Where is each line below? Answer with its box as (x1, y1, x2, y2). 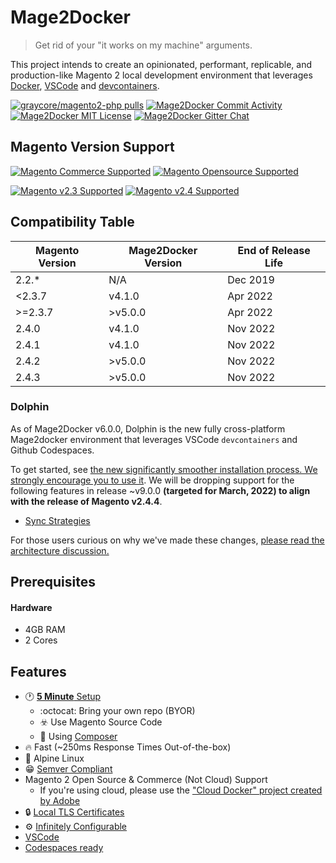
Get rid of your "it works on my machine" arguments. (34, 39, 253, 51)
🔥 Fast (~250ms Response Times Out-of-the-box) (24, 741, 232, 753)
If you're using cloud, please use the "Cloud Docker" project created (39, 784, 323, 796)
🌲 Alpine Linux (24, 752, 85, 765)
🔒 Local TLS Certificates (24, 806, 125, 818)
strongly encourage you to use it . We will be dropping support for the (10, 474, 295, 486)
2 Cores (24, 634, 58, 646)
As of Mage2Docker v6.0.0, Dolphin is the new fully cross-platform (10, 422, 286, 435)
